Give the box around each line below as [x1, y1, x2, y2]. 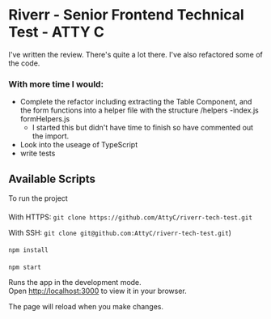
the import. [32, 131, 70, 141]
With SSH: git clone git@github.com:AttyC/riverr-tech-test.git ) [8, 228, 232, 237]
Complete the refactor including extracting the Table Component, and [19, 97, 252, 107]
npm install [8, 246, 49, 254]
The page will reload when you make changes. [8, 301, 164, 311]
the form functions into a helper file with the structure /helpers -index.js [19, 105, 259, 115]
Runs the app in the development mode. [8, 277, 142, 287]
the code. [8, 58, 40, 68]
